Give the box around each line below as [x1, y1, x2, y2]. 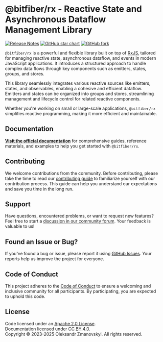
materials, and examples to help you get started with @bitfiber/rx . [5, 143, 140, 149]
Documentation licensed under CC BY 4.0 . [5, 326, 91, 332]
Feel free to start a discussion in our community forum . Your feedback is [5, 218, 151, 224]
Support [5, 200, 31, 208]
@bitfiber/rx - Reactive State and [5, 3, 142, 15]
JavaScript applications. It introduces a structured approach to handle [5, 60, 146, 66]
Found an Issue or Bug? [5, 238, 78, 246]
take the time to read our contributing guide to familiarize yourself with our [5, 175, 155, 181]
